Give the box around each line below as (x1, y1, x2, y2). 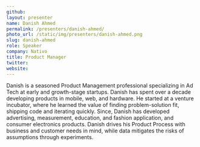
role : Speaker (6, 43, 43, 49)
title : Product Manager (6, 54, 67, 60)
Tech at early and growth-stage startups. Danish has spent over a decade (6, 89, 191, 96)
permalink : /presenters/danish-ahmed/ (6, 26, 105, 32)
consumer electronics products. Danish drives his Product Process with (6, 121, 185, 128)
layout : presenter (6, 15, 53, 21)
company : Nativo (6, 49, 47, 55)
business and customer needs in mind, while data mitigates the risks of (6, 127, 184, 134)
